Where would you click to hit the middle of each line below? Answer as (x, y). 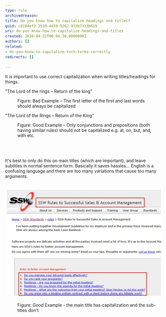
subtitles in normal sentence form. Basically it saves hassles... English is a (80, 166)
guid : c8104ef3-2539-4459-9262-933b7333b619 (51, 26)
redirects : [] (20, 57)
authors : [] (17, 42)
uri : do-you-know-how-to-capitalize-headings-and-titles (64, 31)
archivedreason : (22, 15)
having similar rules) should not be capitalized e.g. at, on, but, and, (84, 131)
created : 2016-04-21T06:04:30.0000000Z (46, 36)
